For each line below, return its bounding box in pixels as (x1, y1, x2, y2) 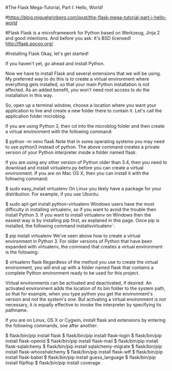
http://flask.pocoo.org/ (5, 41, 53, 47)
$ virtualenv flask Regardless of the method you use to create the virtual (5, 259, 158, 265)
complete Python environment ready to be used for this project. (5, 270, 140, 276)
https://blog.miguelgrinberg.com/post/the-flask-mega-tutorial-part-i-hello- (8, 14, 167, 20)
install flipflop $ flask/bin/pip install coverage (5, 360, 101, 366)
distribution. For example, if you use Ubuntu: (5, 191, 100, 197)
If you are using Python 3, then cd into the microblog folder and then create (5, 123, 165, 129)
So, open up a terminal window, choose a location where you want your (5, 102, 157, 108)
